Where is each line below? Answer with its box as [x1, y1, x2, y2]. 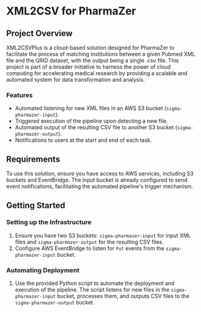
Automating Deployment [6, 266, 80, 274]
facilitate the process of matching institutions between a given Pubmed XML [6, 50, 196, 58]
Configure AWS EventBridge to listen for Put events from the [14, 245, 165, 252]
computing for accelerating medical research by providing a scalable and [6, 70, 188, 76]
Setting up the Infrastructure [6, 218, 92, 227]
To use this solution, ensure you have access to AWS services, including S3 [6, 170, 194, 177]
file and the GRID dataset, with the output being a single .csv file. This [6, 57, 179, 64]
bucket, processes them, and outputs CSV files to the [57, 293, 190, 300]
